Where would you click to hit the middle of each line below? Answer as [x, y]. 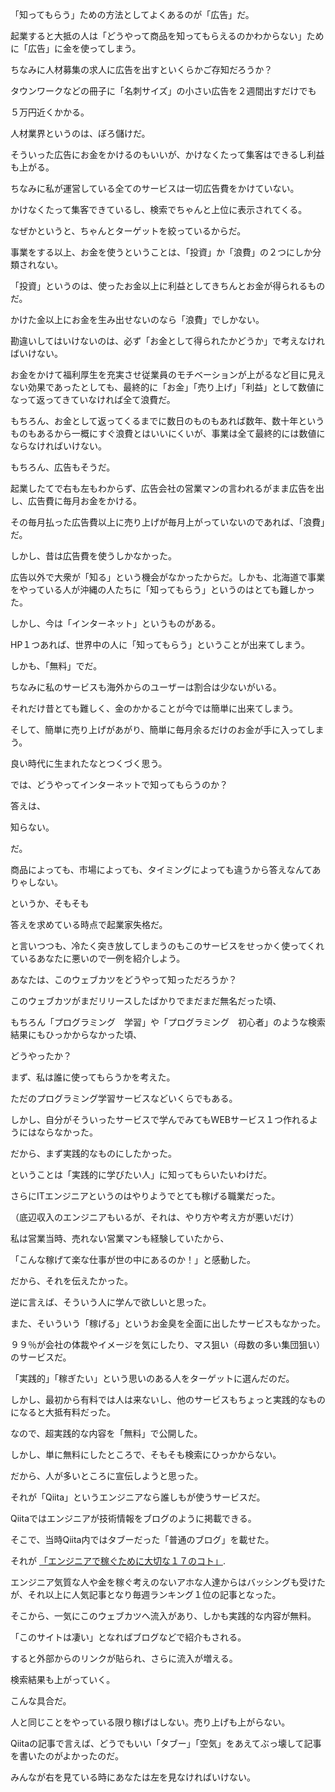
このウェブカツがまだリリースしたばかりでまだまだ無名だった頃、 [146, 1001]
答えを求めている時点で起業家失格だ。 [89, 924]
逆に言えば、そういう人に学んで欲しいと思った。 [111, 1302]
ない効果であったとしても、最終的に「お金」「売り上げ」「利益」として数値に [167, 387]
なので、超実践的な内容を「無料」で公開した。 [106, 1433]
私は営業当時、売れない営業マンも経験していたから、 [120, 1238]
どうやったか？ [41, 1056]
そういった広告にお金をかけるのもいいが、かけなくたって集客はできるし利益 [167, 154]
